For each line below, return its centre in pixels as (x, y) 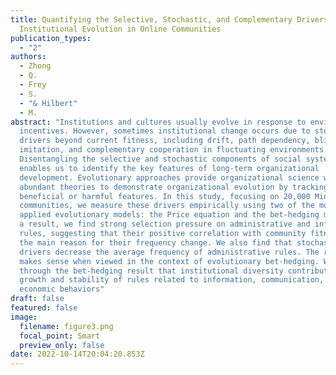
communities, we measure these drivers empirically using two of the (167, 206)
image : (24, 317)
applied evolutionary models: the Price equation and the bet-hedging (169, 215)
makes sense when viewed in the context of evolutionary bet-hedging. (169, 261)
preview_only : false (62, 345)
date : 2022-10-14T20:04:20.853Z (77, 354)
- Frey (33, 85)
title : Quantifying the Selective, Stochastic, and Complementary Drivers (169, 19)
